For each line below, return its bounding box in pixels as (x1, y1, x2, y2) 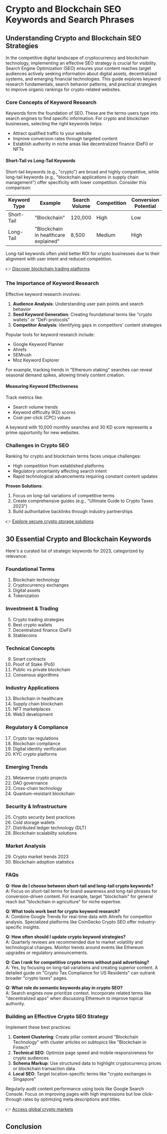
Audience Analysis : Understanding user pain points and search (12, 301, 144, 307)
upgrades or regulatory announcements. (5, 950, 88, 956)
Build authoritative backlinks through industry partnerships (12, 509, 133, 515)
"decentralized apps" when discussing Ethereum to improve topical (5, 995, 143, 1001)
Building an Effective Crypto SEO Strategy (5, 1013, 109, 1020)
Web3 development (12, 711, 54, 717)
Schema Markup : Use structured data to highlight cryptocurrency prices (12, 1060, 162, 1066)
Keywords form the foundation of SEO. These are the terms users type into (5, 110, 158, 116)
